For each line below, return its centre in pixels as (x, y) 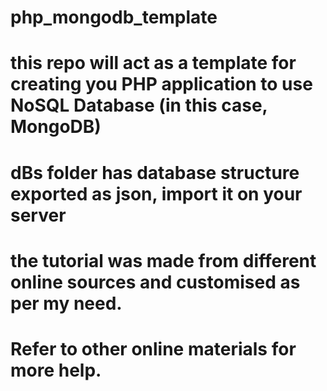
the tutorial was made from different (163, 260)
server (38, 215)
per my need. (66, 303)
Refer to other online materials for (153, 348)
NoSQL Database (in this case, (139, 105)
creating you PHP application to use (161, 84)
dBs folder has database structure (155, 172)
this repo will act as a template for (153, 63)
